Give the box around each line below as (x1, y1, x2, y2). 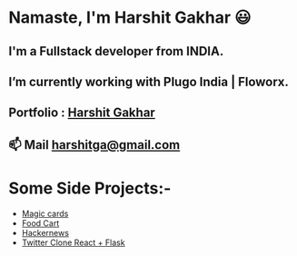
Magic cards (21, 208, 69, 219)
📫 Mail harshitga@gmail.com (8, 137, 181, 153)
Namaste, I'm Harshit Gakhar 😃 (8, 7, 252, 28)
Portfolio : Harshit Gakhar (8, 105, 155, 121)
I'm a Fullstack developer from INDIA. (8, 44, 224, 59)
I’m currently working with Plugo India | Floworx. (8, 74, 290, 89)
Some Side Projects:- (8, 178, 172, 198)
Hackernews (21, 227, 70, 238)
